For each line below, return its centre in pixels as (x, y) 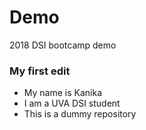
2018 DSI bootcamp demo (63, 45)
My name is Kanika (63, 93)
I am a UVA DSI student (72, 103)
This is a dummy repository (80, 114)
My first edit (40, 71)
